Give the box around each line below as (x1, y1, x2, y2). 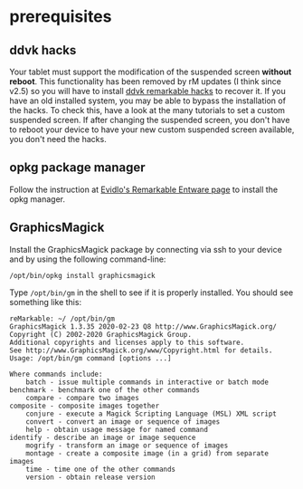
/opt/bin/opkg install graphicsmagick (9, 271, 156, 280)
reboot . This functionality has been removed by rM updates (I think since (9, 76, 282, 87)
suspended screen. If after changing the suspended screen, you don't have (9, 115, 290, 125)
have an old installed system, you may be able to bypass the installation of (9, 95, 287, 106)
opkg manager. (9, 193, 66, 205)
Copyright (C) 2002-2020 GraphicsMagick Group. (9, 330, 193, 339)
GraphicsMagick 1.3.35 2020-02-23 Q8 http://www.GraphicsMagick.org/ (9, 321, 278, 331)
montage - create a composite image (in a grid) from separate (25, 448, 270, 458)
